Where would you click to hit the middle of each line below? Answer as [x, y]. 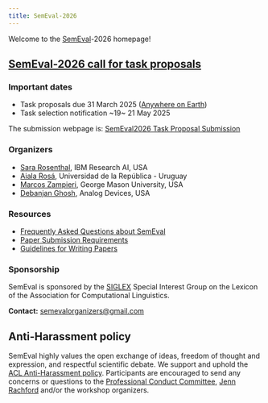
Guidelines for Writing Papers [69, 248]
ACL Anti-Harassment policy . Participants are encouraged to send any [125, 373]
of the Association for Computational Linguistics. [89, 296]
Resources [30, 214]
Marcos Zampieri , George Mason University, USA [101, 184]
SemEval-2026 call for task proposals [105, 64]
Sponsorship [34, 269]
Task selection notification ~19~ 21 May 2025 [95, 113]
